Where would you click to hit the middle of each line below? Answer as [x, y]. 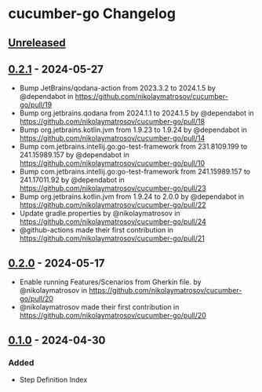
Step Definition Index [53, 379]
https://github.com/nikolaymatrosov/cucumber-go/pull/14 [112, 138]
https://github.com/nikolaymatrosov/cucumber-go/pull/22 [113, 205]
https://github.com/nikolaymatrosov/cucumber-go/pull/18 [112, 122]
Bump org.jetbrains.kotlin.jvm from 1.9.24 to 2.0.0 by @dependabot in [132, 196]
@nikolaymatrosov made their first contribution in [99, 307]
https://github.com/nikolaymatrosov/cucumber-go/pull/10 [112, 163]
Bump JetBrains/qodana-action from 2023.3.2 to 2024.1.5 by [117, 88]
